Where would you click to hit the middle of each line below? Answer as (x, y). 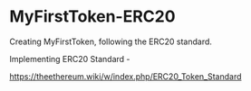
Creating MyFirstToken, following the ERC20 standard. (111, 41)
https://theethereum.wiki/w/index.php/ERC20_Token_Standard (125, 76)
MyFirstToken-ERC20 (92, 17)
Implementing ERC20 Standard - (70, 59)
